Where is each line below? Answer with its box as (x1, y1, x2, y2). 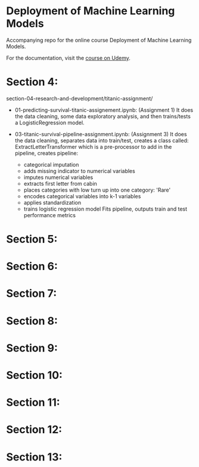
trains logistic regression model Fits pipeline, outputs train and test (23, 205, 188, 212)
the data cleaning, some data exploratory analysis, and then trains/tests (14, 112, 191, 120)
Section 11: (6, 396, 61, 409)
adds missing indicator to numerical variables (23, 167, 135, 174)
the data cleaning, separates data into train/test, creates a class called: (14, 137, 189, 144)
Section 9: (6, 341, 58, 355)
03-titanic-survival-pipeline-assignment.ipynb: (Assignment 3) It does (14, 130, 187, 137)
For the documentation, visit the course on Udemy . (6, 54, 131, 61)
